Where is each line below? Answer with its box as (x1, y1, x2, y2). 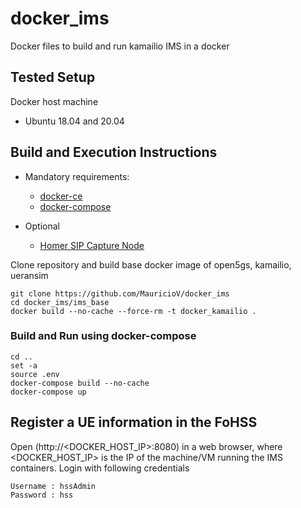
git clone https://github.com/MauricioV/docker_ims (10, 288, 230, 299)
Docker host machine (10, 95, 99, 107)
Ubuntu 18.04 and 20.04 (24, 115, 125, 127)
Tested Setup (10, 69, 96, 86)
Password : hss (10, 490, 74, 500)
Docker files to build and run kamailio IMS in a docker (10, 40, 230, 52)
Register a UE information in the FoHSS (10, 414, 258, 431)
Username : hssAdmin (10, 481, 97, 491)
